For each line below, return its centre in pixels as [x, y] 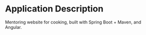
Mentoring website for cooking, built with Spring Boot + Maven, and [73, 22]
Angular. [13, 27]
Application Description [54, 9]
